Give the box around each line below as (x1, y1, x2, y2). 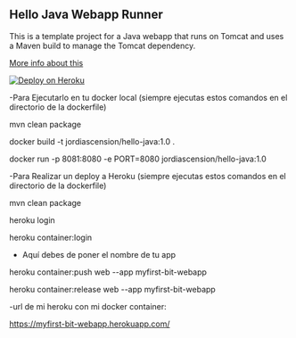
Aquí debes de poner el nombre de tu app (21, 249, 177, 260)
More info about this (9, 57, 84, 68)
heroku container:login (9, 232, 93, 243)
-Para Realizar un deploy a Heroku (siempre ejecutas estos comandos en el (9, 170, 287, 181)
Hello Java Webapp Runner (9, 7, 163, 22)
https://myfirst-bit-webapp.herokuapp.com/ (9, 318, 171, 329)
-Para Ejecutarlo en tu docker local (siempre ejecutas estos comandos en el (9, 92, 288, 103)
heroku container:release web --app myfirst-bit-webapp (9, 284, 216, 294)
